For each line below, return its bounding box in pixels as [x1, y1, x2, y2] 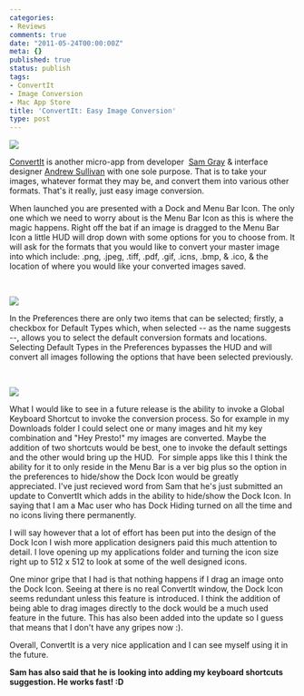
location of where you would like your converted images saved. [9, 260, 247, 272]
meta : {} [9, 47, 43, 56]
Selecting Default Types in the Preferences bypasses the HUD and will [9, 342, 272, 353]
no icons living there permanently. [9, 510, 137, 521]
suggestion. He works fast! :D [9, 677, 124, 688]
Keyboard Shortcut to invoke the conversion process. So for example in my [9, 414, 289, 425]
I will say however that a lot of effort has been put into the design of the [9, 527, 277, 538]
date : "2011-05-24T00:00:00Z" [9, 38, 124, 48]
